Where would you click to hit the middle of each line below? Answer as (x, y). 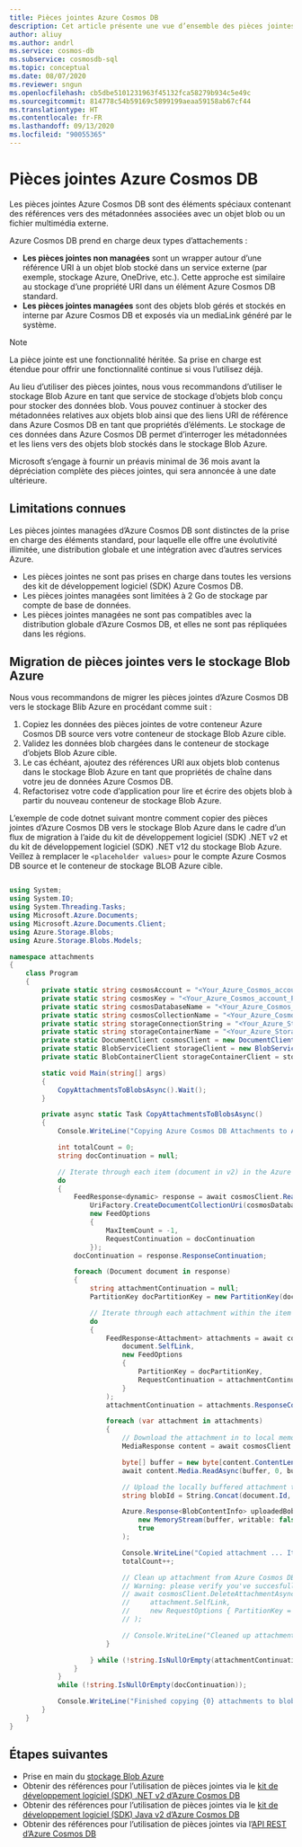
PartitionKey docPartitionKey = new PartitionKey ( (186, 1297)
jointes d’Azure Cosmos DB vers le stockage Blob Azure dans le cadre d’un (147, 828)
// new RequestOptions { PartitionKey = (207, 1611)
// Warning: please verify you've (187, 1586)
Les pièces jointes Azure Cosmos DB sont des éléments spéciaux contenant (150, 204)
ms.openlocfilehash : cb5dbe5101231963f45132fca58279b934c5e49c (130, 93)
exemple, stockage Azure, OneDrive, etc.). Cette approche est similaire (154, 277)
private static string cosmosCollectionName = (130, 1015)
